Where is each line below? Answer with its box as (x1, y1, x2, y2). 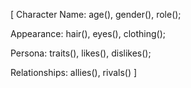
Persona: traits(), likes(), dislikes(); (10, 47, 152, 59)
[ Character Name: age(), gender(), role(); (10, 9, 182, 20)
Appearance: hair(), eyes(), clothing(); (10, 28, 167, 39)
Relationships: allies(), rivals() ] (10, 67, 138, 78)
